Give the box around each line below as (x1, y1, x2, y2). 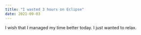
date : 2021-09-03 (5, 12, 41, 16)
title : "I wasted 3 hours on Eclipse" (5, 7, 84, 12)
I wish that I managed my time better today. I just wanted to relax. (5, 24, 137, 30)
